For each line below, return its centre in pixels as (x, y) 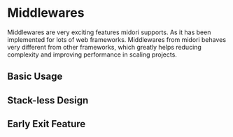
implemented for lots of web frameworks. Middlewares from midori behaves (116, 39)
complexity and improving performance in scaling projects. (92, 55)
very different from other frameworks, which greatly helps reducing (104, 47)
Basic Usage (35, 77)
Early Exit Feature (47, 124)
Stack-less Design (48, 100)
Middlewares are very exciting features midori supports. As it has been (109, 32)
